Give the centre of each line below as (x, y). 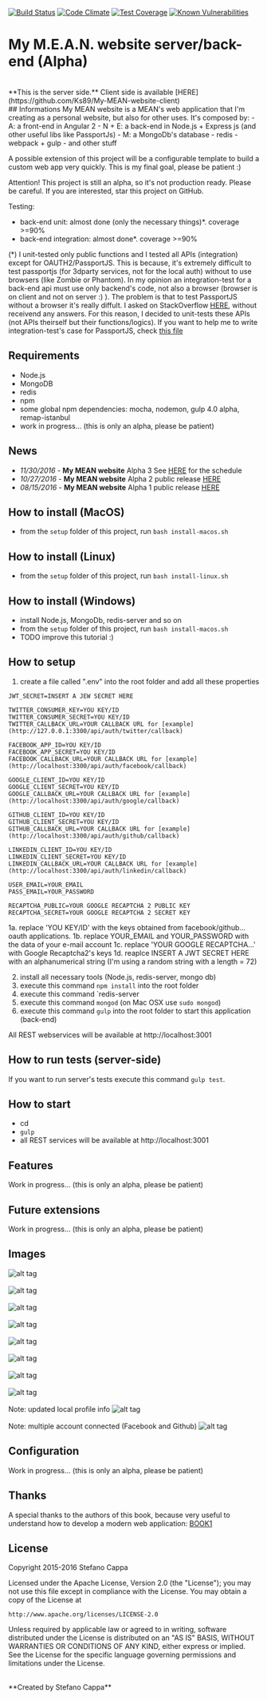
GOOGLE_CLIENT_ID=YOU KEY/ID (57, 780)
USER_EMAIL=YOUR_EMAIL (46, 885)
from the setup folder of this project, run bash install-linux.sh (124, 576)
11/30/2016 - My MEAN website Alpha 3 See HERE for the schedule (131, 470)
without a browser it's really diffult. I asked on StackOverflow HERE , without (133, 305)
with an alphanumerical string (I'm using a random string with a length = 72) (133, 961)
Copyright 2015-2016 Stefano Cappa (69, 1567)
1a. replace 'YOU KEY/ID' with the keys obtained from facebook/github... (127, 927)
